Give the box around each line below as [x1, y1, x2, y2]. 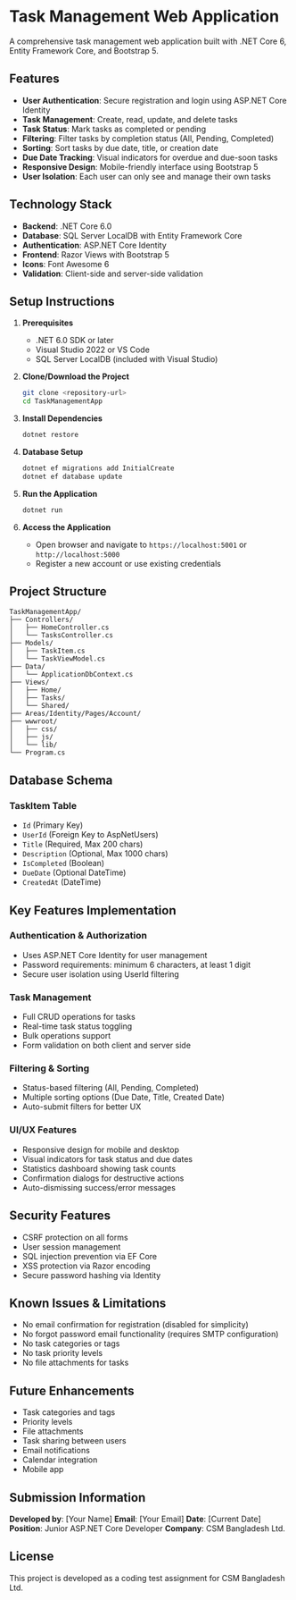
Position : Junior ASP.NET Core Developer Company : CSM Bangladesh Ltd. [9, 1522, 285, 1534]
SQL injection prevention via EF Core [21, 1251, 158, 1261]
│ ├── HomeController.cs [9, 623, 110, 632]
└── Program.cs [9, 748, 66, 757]
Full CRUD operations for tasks [21, 1012, 136, 1023]
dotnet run [21, 505, 63, 515]
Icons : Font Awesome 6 [21, 258, 110, 269]
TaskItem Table [9, 799, 78, 812]
